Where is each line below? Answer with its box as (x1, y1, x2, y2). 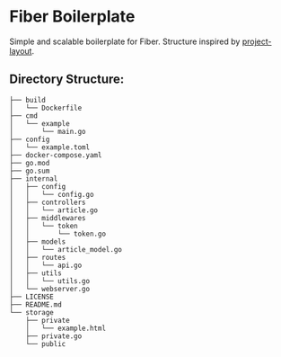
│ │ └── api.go (9, 261, 83, 270)
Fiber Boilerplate (9, 6, 136, 27)
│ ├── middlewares (9, 213, 87, 222)
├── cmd (9, 111, 39, 120)
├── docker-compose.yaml (9, 150, 102, 159)
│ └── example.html (25, 324, 106, 333)
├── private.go (25, 331, 83, 341)
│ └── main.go (9, 127, 87, 136)
